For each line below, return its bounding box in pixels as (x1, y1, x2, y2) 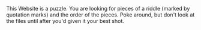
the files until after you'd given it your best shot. (6, 18, 125, 24)
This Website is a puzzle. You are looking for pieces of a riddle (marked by (6, 5, 190, 12)
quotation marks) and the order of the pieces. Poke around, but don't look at (6, 11, 195, 18)
